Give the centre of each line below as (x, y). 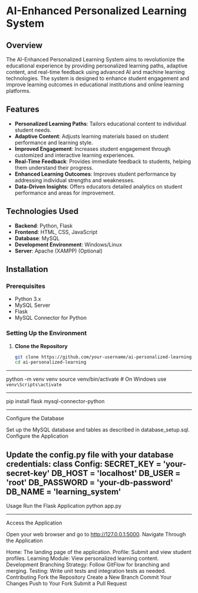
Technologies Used (42, 211)
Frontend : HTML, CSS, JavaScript (56, 232)
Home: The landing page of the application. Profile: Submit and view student (99, 552)
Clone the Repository (41, 346)
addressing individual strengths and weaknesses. (75, 180)
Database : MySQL (37, 238)
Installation (27, 269)
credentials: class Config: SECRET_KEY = (84, 464)
